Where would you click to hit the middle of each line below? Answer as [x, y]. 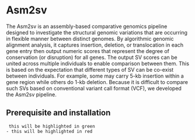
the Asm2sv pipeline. [31, 94]
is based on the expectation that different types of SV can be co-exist [90, 69]
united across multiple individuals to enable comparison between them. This [98, 63]
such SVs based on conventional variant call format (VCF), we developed [94, 88]
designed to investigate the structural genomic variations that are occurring [97, 32]
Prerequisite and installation [58, 113]
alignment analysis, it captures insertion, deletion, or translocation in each [95, 45]
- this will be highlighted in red [49, 131]
